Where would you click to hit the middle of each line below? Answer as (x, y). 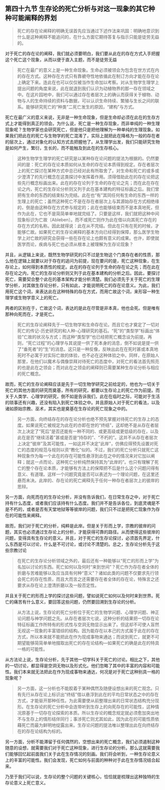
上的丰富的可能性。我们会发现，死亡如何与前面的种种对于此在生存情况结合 (80, 760)
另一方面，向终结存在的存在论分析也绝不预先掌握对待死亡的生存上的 (86, 419)
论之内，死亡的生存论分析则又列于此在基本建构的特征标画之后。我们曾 (88, 189)
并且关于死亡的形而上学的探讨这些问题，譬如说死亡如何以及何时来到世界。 (80, 596)
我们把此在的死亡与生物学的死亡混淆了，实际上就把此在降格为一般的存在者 (84, 135)
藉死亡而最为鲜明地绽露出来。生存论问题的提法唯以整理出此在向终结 (86, 725)
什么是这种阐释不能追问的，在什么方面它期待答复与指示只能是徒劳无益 (88, 37)
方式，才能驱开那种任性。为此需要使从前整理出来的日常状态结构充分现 (88, 700)
